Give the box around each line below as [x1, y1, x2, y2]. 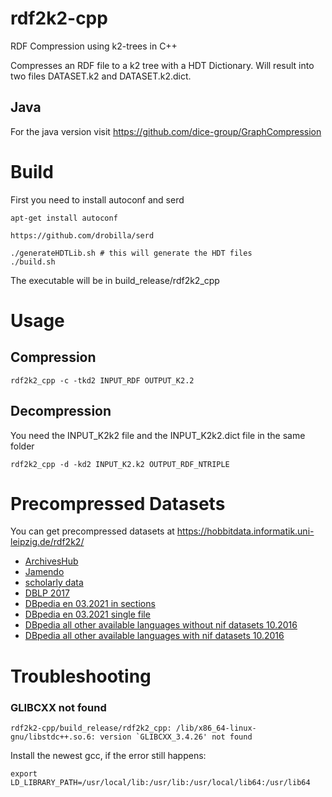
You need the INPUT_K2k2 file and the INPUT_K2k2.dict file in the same [10, 429, 306, 441]
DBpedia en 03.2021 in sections [24, 598, 156, 610]
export [10, 768, 38, 779]
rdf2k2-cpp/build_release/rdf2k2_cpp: [10, 723, 172, 733]
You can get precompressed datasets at [10, 525, 175, 537]
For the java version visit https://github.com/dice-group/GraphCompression [10, 125, 322, 137]
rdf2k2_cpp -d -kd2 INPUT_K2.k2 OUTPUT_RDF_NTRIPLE [10, 459, 230, 469]
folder [10, 440, 35, 452]
